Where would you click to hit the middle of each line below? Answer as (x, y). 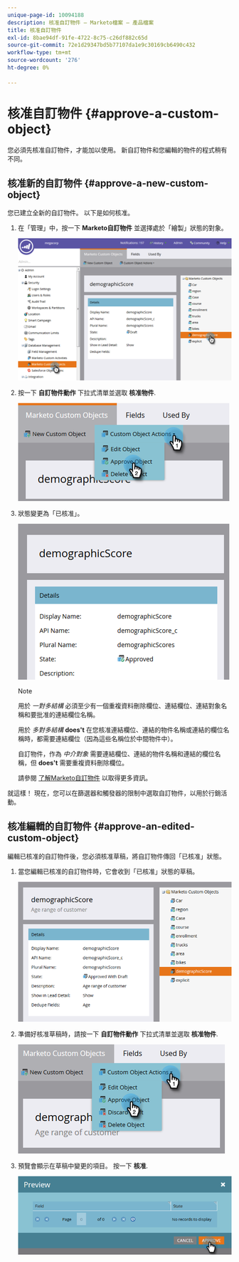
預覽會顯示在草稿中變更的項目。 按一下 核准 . (83, 1166)
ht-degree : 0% (28, 68)
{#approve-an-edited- (144, 827)
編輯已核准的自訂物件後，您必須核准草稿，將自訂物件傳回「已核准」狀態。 (116, 856)
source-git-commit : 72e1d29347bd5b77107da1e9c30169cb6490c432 (101, 45)
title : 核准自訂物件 (34, 30)
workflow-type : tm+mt (39, 53)
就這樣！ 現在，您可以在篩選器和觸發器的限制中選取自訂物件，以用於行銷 (114, 793)
